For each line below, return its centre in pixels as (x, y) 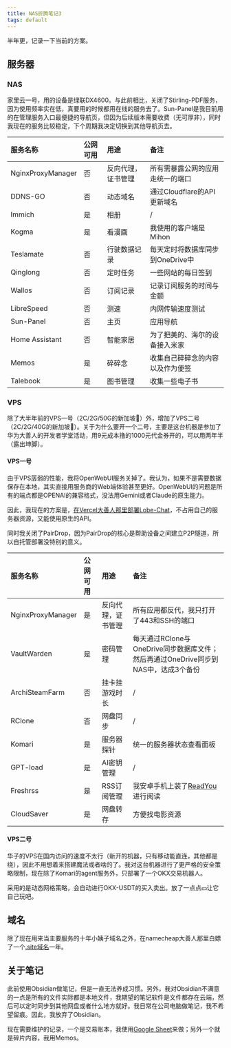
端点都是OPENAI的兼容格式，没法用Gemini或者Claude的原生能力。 (113, 495)
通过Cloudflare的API (183, 192)
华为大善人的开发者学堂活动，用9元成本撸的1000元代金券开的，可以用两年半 (115, 436)
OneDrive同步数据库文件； (176, 649)
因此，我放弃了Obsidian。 (68, 1014)
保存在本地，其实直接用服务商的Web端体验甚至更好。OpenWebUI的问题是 (112, 486)
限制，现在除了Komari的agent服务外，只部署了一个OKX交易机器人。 (110, 873)
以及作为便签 (171, 368)
